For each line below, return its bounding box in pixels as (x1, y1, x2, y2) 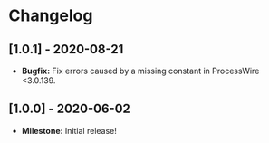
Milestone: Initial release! (21, 125, 117, 136)
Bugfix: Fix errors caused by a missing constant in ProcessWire (21, 65, 260, 76)
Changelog (8, 5, 93, 26)
